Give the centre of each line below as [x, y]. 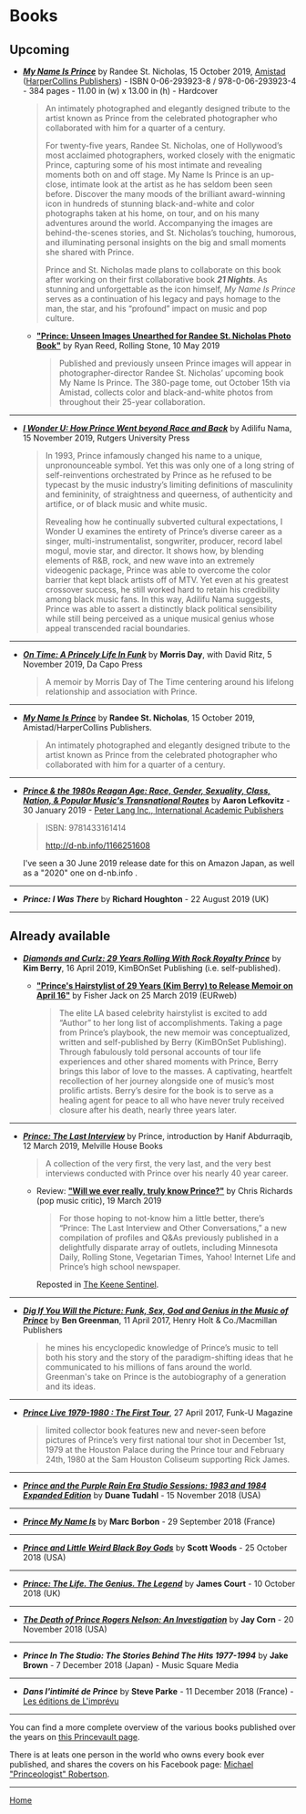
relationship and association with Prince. [121, 691]
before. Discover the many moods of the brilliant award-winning [165, 194]
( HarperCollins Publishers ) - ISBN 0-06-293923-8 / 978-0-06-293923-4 [159, 81]
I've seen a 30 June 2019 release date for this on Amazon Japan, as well [158, 863]
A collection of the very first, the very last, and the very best [158, 1163]
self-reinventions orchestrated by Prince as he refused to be [158, 475]
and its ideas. [70, 1386]
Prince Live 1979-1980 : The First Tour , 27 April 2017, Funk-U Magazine [158, 1412]
